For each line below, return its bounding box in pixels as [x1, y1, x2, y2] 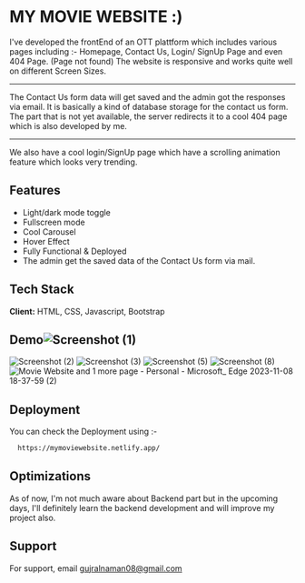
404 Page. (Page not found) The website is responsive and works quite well [9, 55, 293, 66]
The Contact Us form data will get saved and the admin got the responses [9, 91, 286, 102]
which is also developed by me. [9, 120, 127, 131]
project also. [9, 512, 56, 523]
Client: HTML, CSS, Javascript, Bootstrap [9, 306, 165, 317]
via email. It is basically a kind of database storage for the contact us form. [9, 101, 289, 112]
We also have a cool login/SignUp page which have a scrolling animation [9, 146, 281, 157]
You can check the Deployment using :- [9, 426, 158, 437]
